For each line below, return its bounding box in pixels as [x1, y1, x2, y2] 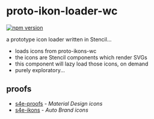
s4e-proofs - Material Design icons [14, 100, 103, 107]
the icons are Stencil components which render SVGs [14, 53, 147, 61]
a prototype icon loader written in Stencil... [6, 35, 112, 43]
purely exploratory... [14, 66, 65, 73]
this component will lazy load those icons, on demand [14, 60, 149, 67]
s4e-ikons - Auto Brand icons [14, 106, 88, 114]
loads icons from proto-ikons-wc [14, 47, 97, 55]
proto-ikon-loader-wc [6, 4, 118, 18]
